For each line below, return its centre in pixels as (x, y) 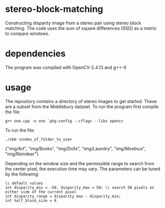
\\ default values (24, 183)
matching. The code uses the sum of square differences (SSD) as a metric (81, 28)
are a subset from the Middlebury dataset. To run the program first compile (82, 106)
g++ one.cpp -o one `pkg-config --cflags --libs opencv (64, 121)
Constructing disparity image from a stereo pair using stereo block (73, 23)
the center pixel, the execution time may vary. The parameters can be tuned (83, 169)
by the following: (22, 174)
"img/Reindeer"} (22, 154)
